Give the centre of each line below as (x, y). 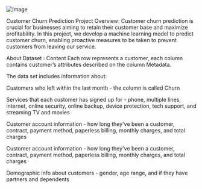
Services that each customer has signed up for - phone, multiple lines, (93, 100)
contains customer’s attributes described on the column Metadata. (89, 64)
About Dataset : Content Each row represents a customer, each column (94, 58)
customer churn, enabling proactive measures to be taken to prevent (91, 40)
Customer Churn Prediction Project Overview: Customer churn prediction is (100, 21)
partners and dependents (38, 179)
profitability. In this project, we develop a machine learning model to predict (100, 34)
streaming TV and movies (38, 112)
